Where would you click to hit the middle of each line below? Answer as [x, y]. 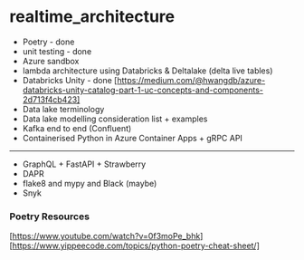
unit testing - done [57, 51]
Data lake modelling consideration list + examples [115, 119]
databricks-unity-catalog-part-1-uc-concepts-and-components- [143, 90]
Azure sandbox [51, 61]
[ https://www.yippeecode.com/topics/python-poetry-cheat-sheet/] [135, 246]
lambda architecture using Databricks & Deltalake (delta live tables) [147, 71]
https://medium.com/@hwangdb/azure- [191, 80]
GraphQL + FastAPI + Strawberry [84, 164]
